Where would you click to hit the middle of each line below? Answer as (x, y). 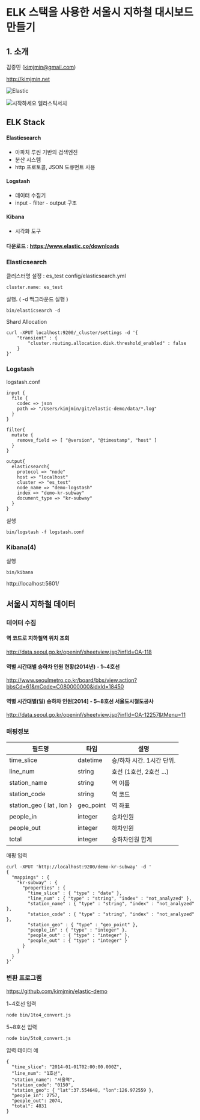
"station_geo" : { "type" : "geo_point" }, (83, 924)
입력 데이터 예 (23, 1050)
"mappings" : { (31, 877)
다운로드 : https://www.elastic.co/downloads (63, 246)
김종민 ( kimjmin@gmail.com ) (41, 67)
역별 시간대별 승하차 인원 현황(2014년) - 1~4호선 (63, 666)
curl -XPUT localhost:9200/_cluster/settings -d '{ (72, 333)
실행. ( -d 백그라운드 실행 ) (37, 299)
